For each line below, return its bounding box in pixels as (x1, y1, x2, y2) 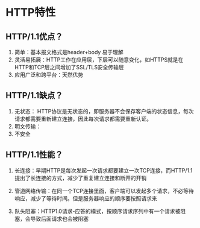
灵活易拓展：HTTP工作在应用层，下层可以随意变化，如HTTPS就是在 (14, 56, 184, 63)
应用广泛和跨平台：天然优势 (14, 71, 84, 78)
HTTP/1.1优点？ (5, 31, 63, 42)
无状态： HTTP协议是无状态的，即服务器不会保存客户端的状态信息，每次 (14, 107, 194, 115)
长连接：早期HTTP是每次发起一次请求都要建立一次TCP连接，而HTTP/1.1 (14, 166, 193, 174)
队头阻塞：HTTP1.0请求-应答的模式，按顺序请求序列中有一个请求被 (14, 207, 181, 215)
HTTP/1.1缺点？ (5, 90, 63, 101)
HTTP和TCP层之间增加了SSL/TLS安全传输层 (14, 64, 124, 71)
